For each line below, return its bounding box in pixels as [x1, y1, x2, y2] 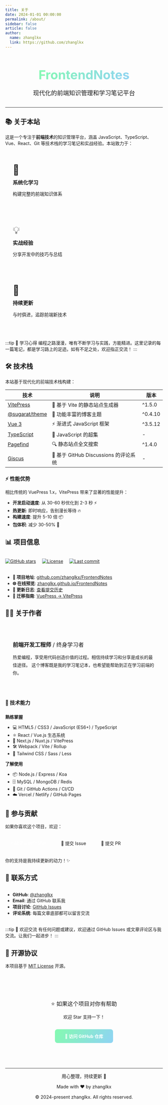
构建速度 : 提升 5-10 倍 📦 [12, 514, 64, 520]
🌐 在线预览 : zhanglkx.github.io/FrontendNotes [12, 580, 107, 586]
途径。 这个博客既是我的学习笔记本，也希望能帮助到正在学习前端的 [16, 662, 154, 668]
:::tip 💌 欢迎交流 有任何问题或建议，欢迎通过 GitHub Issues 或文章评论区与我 [5, 926, 161, 932]
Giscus [7, 455, 24, 462]
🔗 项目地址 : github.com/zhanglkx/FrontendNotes [12, 574, 112, 580]
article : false [5, 26, 37, 31]
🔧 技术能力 [5, 699, 31, 706]
